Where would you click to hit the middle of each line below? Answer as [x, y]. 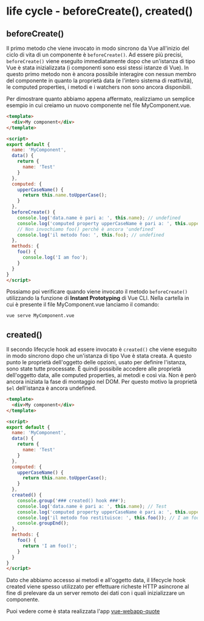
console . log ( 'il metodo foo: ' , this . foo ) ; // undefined [91, 235]
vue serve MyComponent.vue [40, 316]
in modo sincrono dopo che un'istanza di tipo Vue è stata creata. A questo [99, 356]
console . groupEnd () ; [43, 523]
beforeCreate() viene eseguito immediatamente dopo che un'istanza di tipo [101, 61]
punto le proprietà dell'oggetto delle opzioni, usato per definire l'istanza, [97, 363]
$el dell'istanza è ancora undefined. [51, 388]
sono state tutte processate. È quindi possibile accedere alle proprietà [94, 369]
